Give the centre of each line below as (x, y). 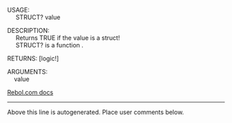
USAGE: (18, 10)
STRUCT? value (38, 17)
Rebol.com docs (30, 92)
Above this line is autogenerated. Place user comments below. (96, 112)
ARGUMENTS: (28, 72)
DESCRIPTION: (28, 31)
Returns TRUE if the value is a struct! (68, 38)
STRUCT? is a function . (50, 45)
